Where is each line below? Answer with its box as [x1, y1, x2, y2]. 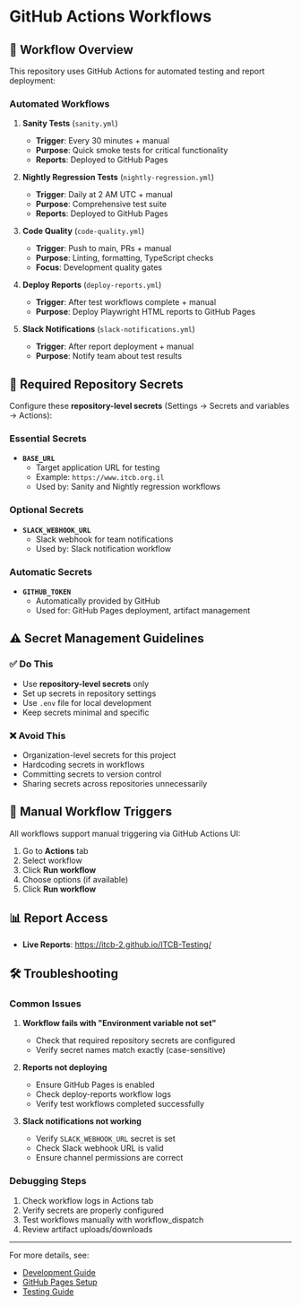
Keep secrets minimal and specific [21, 707, 150, 718]
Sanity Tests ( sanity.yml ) [21, 118, 118, 129]
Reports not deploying [21, 1062, 107, 1073]
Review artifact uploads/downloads [21, 1223, 153, 1234]
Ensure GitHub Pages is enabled [35, 1079, 155, 1091]
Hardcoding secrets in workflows [21, 759, 145, 770]
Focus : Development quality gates [35, 262, 163, 273]
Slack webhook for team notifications [35, 534, 174, 544]
